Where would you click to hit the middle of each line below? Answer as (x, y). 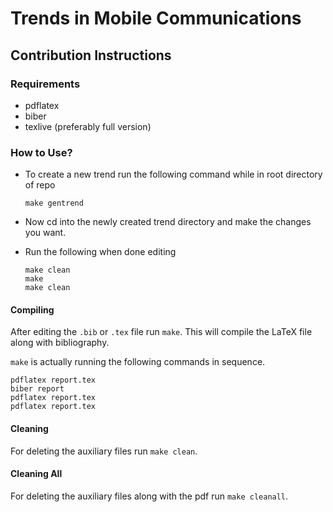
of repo (40, 185)
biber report (37, 389)
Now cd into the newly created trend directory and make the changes (168, 222)
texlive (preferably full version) (88, 126)
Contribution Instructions (91, 55)
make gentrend (54, 203)
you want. (45, 233)
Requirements (45, 84)
